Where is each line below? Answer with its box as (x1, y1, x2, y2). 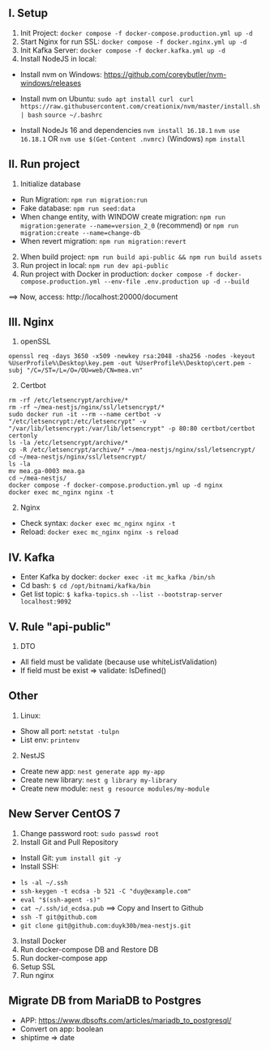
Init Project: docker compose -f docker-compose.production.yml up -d (19, 28, 253, 37)
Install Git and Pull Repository (19, 837, 119, 847)
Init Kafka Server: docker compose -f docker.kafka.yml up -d (19, 45, 225, 55)
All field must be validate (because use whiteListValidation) (19, 657, 217, 667)
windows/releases (19, 78, 82, 87)
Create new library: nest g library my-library (19, 775, 178, 784)
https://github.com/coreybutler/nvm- (104, 69, 227, 79)
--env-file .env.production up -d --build (104, 277, 250, 286)
